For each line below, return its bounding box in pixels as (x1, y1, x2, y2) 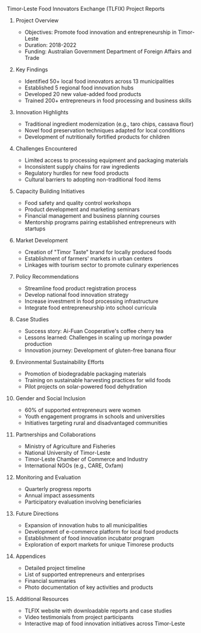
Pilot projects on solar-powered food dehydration (24, 383, 147, 390)
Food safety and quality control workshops (24, 200, 132, 206)
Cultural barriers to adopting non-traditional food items (24, 176, 162, 183)
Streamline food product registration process (24, 285, 137, 292)
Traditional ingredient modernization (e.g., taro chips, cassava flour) (24, 120, 194, 128)
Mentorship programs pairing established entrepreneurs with (24, 219, 176, 226)
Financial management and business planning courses (24, 212, 161, 219)
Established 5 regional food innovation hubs (24, 84, 134, 91)
